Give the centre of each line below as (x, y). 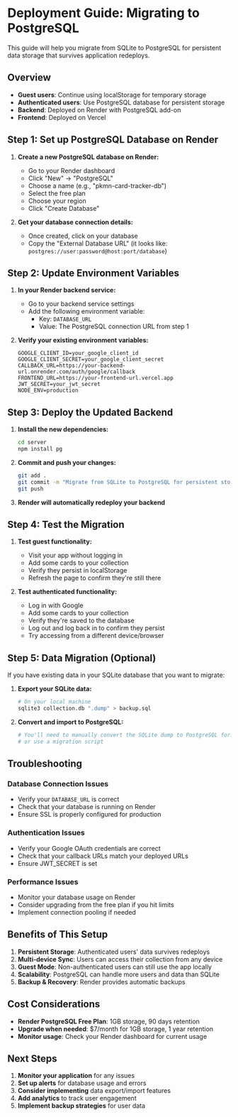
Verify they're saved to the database (81, 621)
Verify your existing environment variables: (83, 340)
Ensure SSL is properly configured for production (89, 815)
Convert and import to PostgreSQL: (70, 722)
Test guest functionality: (55, 541)
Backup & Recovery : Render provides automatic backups (101, 981)
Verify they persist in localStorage (78, 571)
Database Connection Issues (58, 784)
